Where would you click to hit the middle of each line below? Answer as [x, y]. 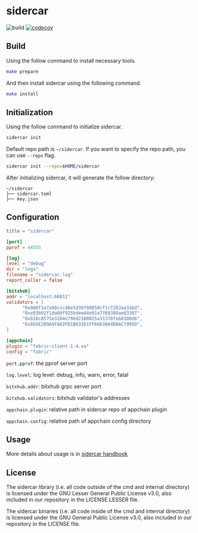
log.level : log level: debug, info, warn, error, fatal [67, 374]
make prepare [22, 72]
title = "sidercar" [30, 231]
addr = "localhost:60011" [38, 296]
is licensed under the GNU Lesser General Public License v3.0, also [89, 494]
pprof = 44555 [24, 247]
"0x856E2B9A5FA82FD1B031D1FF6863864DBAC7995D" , [82, 324]
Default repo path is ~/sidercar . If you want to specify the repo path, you [96, 149]
